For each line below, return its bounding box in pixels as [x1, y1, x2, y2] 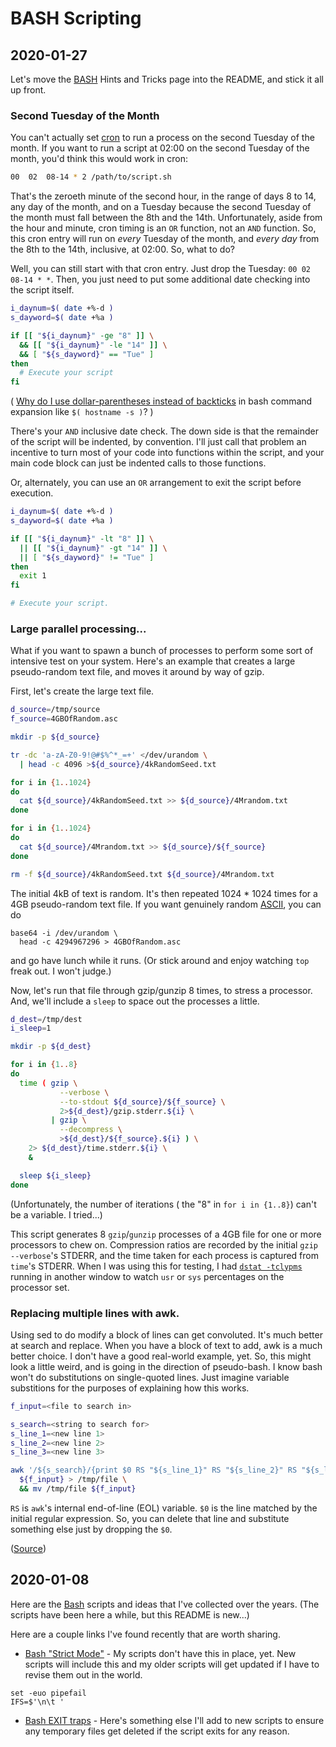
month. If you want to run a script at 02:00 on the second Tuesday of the [10, 142, 310, 154]
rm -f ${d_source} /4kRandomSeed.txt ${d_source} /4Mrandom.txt [10, 869, 275, 879]
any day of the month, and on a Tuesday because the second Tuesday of [10, 201, 312, 213]
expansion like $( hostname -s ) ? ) [10, 406, 154, 418]
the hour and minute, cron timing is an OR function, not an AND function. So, [10, 222, 317, 234]
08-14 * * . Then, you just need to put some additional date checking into [10, 273, 311, 286]
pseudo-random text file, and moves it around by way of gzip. [10, 666, 265, 678]
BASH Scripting [10, 7, 142, 30]
